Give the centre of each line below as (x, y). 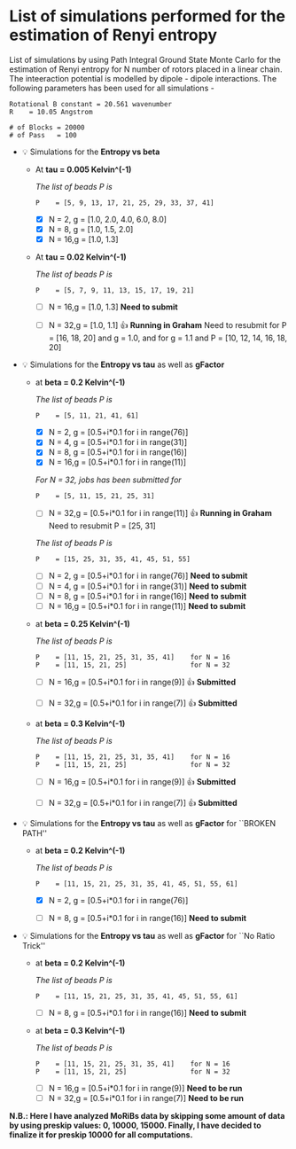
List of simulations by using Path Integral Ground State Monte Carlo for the (145, 59)
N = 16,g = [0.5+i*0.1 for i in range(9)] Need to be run (145, 1088)
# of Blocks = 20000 (47, 127)
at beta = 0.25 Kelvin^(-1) (82, 623)
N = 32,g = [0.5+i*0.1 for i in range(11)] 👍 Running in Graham (160, 513)
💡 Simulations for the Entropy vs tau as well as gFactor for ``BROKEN (149, 823)
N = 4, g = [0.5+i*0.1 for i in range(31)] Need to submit (148, 586)
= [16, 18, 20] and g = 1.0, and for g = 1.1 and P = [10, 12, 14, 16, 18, (168, 338)
